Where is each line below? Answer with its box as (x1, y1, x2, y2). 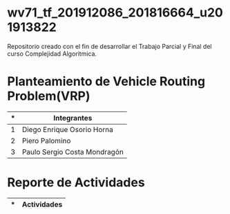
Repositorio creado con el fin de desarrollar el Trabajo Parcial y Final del (7, 42, 212, 50)
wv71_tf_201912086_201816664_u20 (7, 5, 223, 21)
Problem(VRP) (7, 88, 91, 104)
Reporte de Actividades (7, 175, 145, 191)
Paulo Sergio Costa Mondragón (21, 147, 124, 156)
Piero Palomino (21, 136, 71, 145)
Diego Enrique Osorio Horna (21, 125, 114, 134)
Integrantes (53, 113, 93, 122)
